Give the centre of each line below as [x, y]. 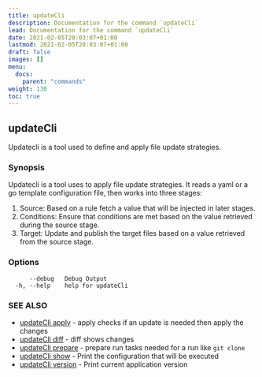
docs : [24, 74]
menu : [17, 67]
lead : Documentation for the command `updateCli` [91, 30]
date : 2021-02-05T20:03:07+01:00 [63, 37]
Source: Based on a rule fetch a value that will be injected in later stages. [137, 208]
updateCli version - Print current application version [103, 364]
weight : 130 [28, 89]
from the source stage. [57, 242]
